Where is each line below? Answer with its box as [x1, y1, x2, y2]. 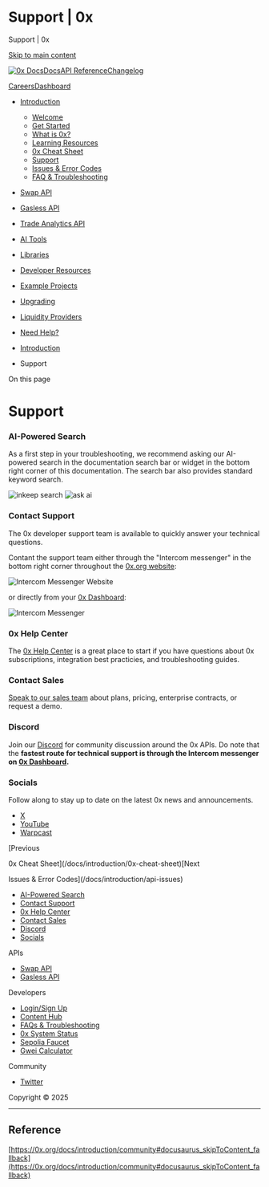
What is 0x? [31, 129, 71, 139]
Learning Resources [31, 137, 98, 148]
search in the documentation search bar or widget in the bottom [38, 457, 251, 467]
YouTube [19, 819, 50, 828]
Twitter [19, 1076, 44, 1087]
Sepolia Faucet [19, 1037, 70, 1047]
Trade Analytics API [19, 218, 86, 228]
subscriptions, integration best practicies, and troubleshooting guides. [8, 655, 240, 665]
